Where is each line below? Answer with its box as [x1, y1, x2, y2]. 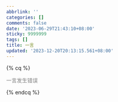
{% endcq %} [6, 88, 40, 96]
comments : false [6, 20, 47, 26]
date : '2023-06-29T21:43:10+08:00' [6, 25, 95, 32]
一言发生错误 [6, 76, 38, 84]
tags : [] [6, 37, 28, 43]
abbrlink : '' [6, 8, 39, 15]
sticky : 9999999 [6, 31, 47, 37]
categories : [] [6, 14, 44, 20]
